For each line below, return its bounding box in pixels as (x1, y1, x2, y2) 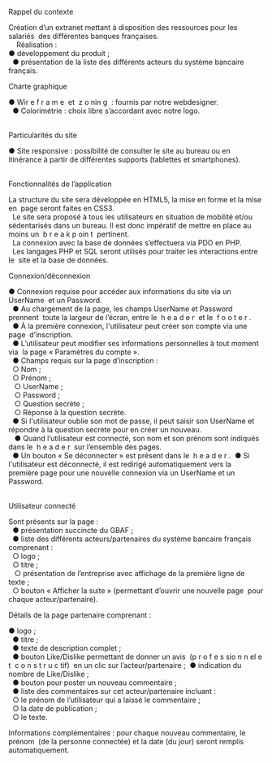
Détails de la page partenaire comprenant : (8, 610, 152, 620)
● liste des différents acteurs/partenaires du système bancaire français (11, 534, 252, 544)
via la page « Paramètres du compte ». (8, 347, 140, 357)
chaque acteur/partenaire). (8, 595, 99, 604)
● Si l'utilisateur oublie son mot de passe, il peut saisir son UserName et (11, 416, 255, 426)
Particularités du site (8, 130, 77, 140)
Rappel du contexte (8, 7, 74, 16)
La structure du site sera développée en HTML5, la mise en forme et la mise (8, 195, 262, 204)
